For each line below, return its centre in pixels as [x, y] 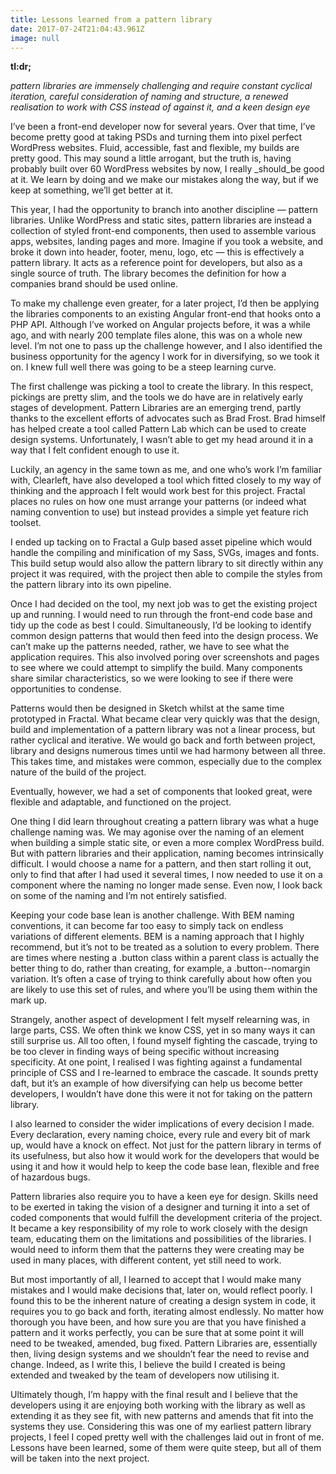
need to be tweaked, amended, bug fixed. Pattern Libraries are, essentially [164, 1343]
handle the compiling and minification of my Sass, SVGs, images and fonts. [165, 553]
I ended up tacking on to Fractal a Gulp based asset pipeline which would [161, 542]
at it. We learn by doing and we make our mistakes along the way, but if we [164, 180]
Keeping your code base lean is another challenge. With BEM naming [152, 915]
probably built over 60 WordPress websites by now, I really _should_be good [167, 169]
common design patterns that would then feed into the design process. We [164, 636]
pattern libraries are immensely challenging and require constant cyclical [161, 86]
